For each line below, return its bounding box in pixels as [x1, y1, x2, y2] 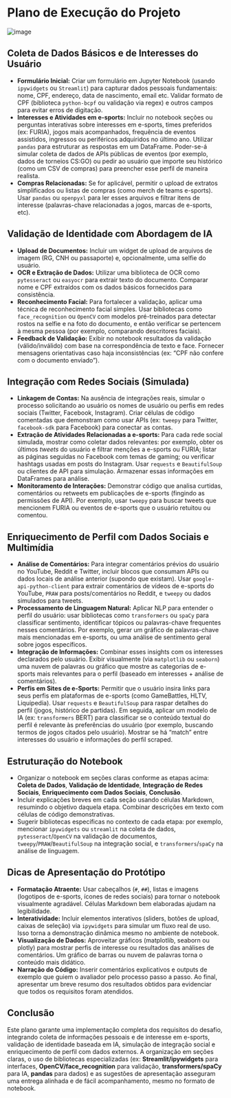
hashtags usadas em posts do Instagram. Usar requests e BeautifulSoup [16, 460, 222, 469]
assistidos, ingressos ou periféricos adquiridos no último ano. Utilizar [16, 135, 213, 143]
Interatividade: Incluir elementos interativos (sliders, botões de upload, [16, 914, 219, 923]
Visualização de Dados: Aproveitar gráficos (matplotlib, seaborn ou [16, 936, 210, 944]
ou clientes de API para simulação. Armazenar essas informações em [16, 467, 214, 475]
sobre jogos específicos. [16, 640, 87, 649]
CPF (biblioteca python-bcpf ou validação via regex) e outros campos [16, 98, 214, 107]
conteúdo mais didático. [16, 958, 86, 966]
